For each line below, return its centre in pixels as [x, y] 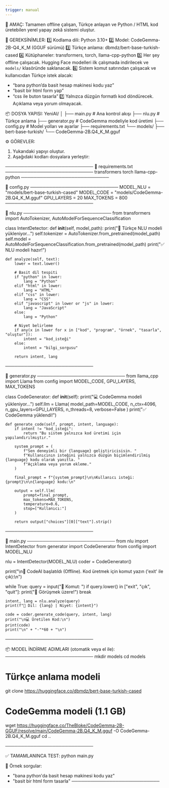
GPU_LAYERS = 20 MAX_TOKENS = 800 [86, 197]
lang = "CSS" [37, 299]
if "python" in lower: [38, 277]
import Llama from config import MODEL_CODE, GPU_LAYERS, [71, 381]
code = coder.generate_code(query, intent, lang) [59, 614]
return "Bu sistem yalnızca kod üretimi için [72, 433]
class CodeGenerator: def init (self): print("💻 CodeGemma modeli [74, 397]
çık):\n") [14, 576]
